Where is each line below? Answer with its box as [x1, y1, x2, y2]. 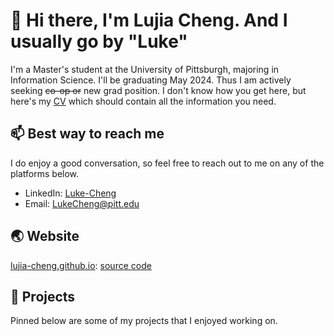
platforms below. [10, 167, 80, 179]
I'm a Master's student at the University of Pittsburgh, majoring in [10, 63, 280, 75]
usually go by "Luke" [10, 30, 188, 53]
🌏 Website [10, 228, 80, 245]
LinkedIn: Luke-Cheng [24, 187, 117, 199]
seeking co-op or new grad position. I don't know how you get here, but [10, 84, 307, 96]
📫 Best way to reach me [10, 125, 165, 143]
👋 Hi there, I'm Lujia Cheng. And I [10, 9, 288, 32]
